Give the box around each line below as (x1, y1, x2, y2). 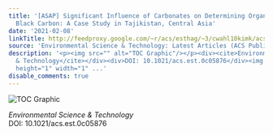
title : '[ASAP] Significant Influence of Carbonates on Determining (8, 11, 245, 20)
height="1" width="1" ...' (15, 65, 107, 73)
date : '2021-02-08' (8, 27, 75, 35)
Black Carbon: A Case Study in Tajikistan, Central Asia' (15, 19, 217, 27)
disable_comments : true (8, 72, 89, 80)
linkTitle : (8, 34, 45, 43)
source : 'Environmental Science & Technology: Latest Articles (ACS (8, 42, 245, 50)
